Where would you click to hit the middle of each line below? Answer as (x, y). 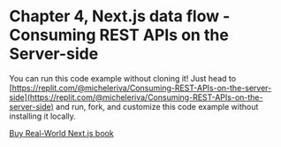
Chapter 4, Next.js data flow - (120, 16)
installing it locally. (43, 116)
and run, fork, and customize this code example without (157, 106)
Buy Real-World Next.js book (61, 133)
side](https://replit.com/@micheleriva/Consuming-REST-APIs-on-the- (136, 97)
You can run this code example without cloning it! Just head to (123, 78)
